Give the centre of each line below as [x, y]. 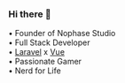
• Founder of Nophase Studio [62, 34]
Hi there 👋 [30, 14]
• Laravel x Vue [37, 52]
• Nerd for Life [35, 71]
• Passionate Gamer [45, 62]
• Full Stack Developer [49, 42]
